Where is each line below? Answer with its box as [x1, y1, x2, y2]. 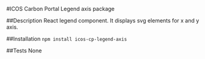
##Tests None [6, 47, 42, 54]
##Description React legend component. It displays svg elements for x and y [6, 17, 199, 24]
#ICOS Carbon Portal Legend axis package [6, 5, 115, 12]
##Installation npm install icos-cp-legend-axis [6, 35, 127, 42]
